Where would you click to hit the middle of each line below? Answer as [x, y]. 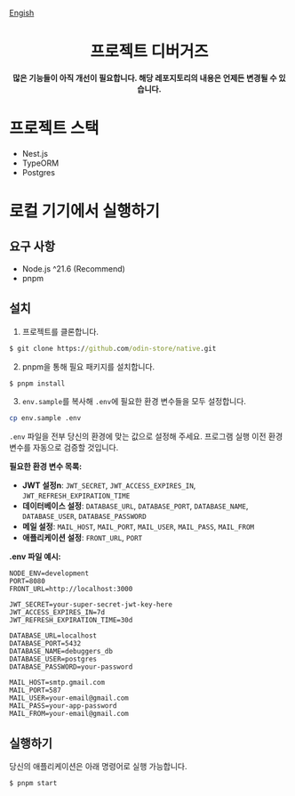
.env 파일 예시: [35, 556]
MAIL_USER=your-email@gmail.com [69, 698]
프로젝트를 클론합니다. [60, 331]
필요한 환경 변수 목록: [46, 467]
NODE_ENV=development [49, 573]
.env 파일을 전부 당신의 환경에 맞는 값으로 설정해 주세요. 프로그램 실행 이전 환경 [146, 436]
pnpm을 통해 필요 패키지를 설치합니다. [88, 366]
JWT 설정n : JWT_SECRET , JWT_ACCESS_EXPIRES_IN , [109, 485]
